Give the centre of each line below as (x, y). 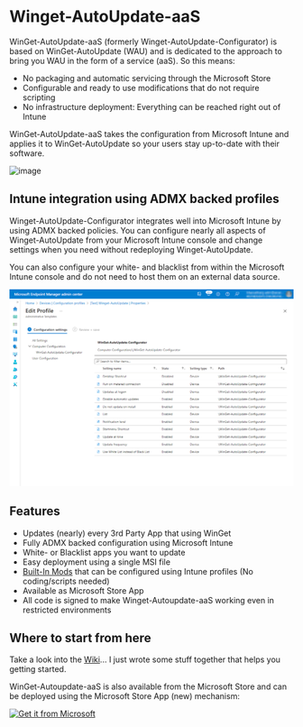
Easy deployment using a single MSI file (96, 562)
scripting (39, 97)
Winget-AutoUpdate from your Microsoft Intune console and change (136, 240)
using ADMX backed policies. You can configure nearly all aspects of (138, 230)
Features (35, 511)
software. (27, 153)
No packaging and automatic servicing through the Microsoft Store (147, 78)
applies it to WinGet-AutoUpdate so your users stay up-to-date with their (145, 143)
